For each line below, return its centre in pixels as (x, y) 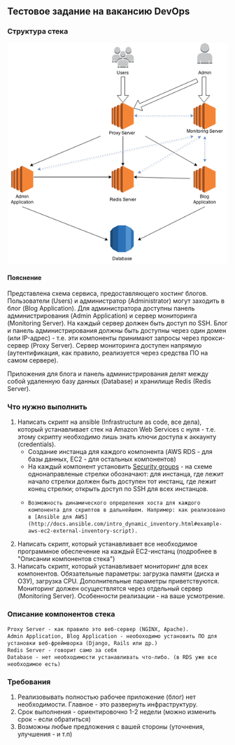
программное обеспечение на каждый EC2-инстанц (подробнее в (117, 551)
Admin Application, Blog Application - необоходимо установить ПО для (112, 637)
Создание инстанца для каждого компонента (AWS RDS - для (120, 451)
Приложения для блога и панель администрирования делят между (108, 374)
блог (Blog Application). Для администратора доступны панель (101, 308)
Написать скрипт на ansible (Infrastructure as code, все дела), (109, 422)
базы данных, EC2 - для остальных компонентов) (102, 459)
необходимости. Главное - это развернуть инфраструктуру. (107, 704)
